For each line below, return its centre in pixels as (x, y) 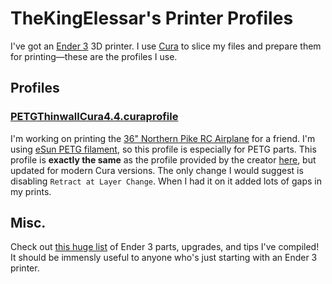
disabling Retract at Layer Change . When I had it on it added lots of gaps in (166, 181)
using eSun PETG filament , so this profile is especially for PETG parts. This (163, 149)
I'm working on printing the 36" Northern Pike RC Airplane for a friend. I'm (163, 138)
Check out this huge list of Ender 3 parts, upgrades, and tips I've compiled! (165, 247)
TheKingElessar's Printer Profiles (152, 18)
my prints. (31, 191)
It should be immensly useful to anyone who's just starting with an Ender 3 (164, 258)
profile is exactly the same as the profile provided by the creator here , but (163, 159)
